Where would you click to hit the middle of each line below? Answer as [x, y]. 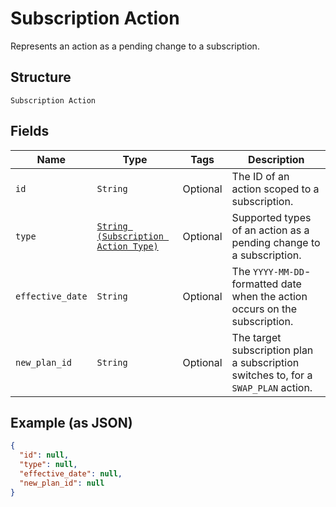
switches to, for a [272, 375]
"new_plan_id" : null [62, 483]
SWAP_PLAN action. [272, 387]
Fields [30, 131]
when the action [269, 296]
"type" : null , [48, 465]
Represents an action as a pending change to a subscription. [135, 46]
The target [256, 337]
